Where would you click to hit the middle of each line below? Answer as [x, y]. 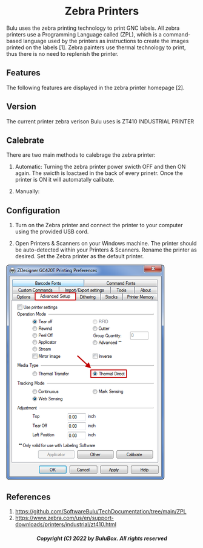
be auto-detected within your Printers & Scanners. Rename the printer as [106, 250]
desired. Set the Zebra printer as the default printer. [79, 256]
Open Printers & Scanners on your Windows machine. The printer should [106, 244]
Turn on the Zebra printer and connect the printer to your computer [99, 225]
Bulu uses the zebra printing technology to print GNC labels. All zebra [93, 28]
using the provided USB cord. [52, 231]
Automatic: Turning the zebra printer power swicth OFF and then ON [100, 167]
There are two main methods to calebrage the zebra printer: [81, 155]
